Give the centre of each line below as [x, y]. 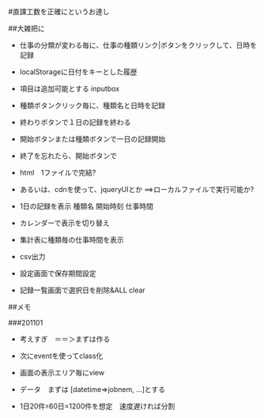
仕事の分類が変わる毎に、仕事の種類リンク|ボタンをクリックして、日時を [138, 45]
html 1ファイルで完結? [58, 173]
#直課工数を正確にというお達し [59, 11]
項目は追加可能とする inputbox [70, 88]
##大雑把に [26, 28]
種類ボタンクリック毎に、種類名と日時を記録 [92, 105]
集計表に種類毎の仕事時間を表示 [72, 240]
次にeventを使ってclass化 [61, 356]
